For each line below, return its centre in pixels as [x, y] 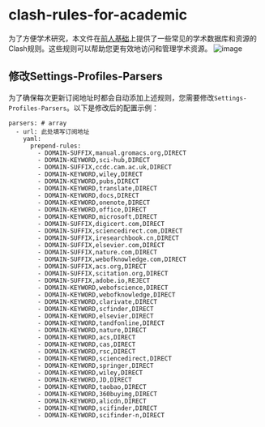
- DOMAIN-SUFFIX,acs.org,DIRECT [92, 266]
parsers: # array [38, 123]
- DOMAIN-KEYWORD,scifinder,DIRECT [98, 408]
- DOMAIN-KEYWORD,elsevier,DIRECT [96, 316]
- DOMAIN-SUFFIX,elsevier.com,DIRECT [101, 245]
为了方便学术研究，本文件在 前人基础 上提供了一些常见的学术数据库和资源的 [132, 38]
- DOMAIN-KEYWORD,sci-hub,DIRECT [94, 160]
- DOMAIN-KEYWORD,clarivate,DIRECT [98, 301]
